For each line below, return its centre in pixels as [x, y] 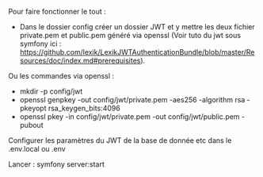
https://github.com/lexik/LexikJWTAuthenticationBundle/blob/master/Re [137, 52]
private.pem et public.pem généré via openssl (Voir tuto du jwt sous [130, 35]
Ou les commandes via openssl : [61, 76]
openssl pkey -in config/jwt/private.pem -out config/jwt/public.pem [130, 117]
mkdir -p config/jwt [51, 91]
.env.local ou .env [37, 149]
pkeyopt [33, 108]
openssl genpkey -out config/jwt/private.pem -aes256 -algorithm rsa [132, 100]
